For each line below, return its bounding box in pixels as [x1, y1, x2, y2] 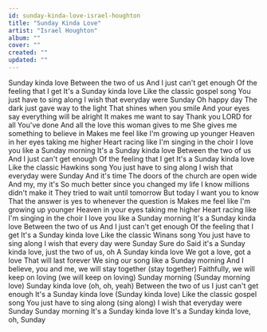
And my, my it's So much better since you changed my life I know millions [8, 179, 249, 189]
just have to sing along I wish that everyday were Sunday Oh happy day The [8, 95, 257, 104]
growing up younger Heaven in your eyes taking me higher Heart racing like [8, 205, 257, 214]
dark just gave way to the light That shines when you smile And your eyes [8, 103, 250, 112]
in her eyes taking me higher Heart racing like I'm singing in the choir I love [8, 137, 253, 146]
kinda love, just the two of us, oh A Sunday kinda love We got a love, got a [8, 247, 251, 256]
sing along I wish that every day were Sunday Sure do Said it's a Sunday [8, 238, 245, 248]
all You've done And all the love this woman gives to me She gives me [8, 120, 238, 130]
